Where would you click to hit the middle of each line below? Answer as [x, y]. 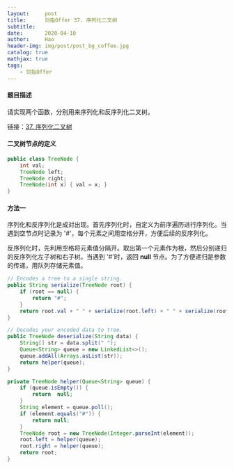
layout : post [32, 14]
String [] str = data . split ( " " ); [68, 343]
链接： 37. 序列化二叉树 [40, 127]
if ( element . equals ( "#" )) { [60, 414]
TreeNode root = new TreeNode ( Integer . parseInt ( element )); [107, 433]
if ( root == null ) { [49, 292]
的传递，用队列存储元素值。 [47, 266]
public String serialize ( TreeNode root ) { [70, 285]
